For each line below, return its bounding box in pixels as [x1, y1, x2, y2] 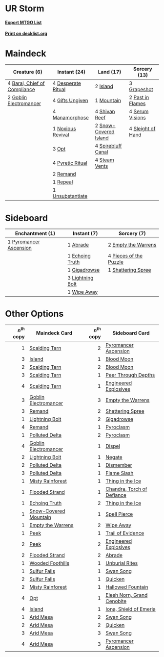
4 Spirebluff [95, 143, 122, 150]
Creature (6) [13, 69, 42, 76]
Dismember [105, 461, 132, 468]
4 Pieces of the [108, 253, 143, 259]
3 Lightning [67, 275, 94, 281]
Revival [52, 131, 69, 138]
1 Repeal [52, 178, 73, 185]
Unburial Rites [105, 559, 138, 566]
